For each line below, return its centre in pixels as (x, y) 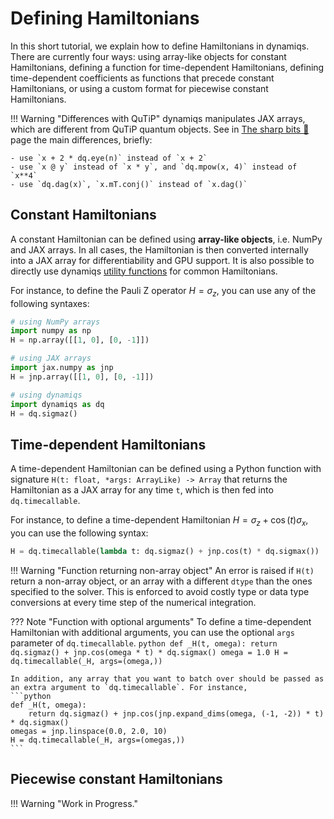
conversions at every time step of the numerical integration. (133, 602)
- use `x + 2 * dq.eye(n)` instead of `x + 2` (109, 158)
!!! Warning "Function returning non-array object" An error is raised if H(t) (162, 570)
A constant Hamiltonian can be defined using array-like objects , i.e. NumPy (166, 239)
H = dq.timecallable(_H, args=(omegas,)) (98, 740)
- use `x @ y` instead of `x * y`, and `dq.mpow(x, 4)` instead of (154, 167)
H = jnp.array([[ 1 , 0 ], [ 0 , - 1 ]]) (82, 377)
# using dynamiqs (46, 395)
